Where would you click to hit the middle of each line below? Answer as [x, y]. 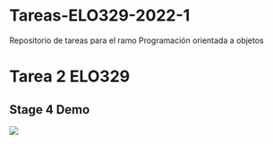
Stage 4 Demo [50, 110]
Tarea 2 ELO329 [70, 76]
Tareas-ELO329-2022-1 [100, 16]
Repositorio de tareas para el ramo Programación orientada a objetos [136, 40]
